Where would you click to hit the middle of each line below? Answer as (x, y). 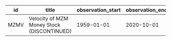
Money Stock (45, 25)
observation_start (99, 10)
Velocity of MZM (49, 18)
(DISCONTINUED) (50, 31)
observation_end (147, 10)
